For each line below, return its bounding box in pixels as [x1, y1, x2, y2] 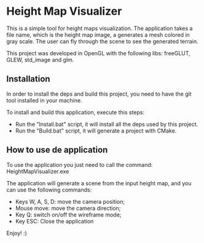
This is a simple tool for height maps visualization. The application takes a [6, 25, 193, 32]
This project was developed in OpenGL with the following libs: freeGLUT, [6, 49, 190, 56]
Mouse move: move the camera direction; [15, 204, 121, 212]
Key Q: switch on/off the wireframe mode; [15, 210, 122, 218]
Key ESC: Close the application [15, 217, 94, 225]
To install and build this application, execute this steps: [6, 109, 145, 116]
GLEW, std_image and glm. [6, 56, 74, 63]
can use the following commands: [6, 186, 92, 193]
